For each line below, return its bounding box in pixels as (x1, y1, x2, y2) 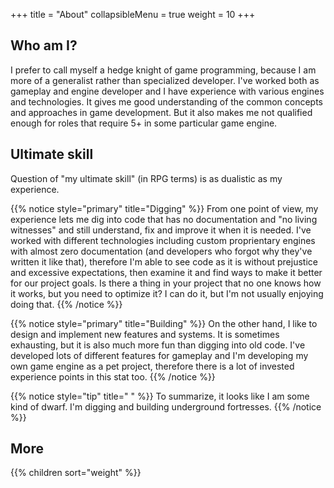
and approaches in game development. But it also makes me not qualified (10, 106, 313, 118)
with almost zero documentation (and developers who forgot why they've (10, 245, 313, 257)
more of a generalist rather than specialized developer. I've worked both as (10, 74, 320, 86)
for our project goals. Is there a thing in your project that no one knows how (10, 277, 322, 289)
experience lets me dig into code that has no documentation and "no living (10, 213, 318, 225)
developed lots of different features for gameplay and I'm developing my (10, 349, 309, 361)
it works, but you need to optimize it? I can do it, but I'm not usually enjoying (10, 287, 324, 299)
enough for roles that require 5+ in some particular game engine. (10, 117, 278, 129)
